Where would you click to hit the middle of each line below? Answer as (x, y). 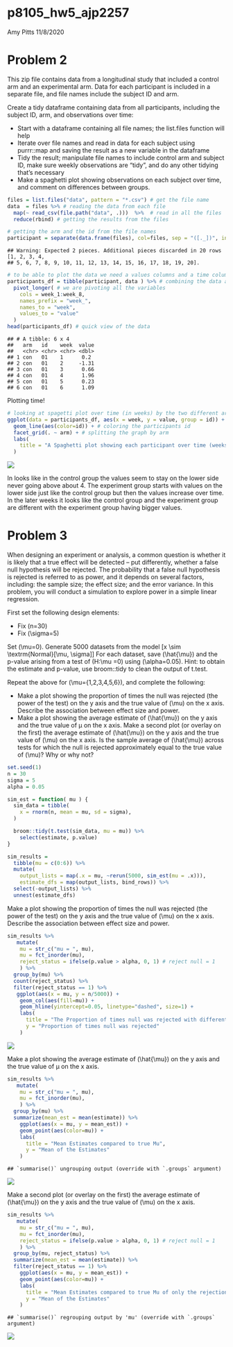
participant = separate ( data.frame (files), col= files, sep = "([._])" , (113, 238)
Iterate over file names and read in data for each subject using (106, 143)
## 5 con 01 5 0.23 (51, 381)
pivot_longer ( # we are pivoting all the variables (90, 288)
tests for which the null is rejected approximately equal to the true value (119, 748)
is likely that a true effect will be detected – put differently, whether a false (113, 563)
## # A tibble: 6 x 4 (38, 339)
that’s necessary (41, 172)
